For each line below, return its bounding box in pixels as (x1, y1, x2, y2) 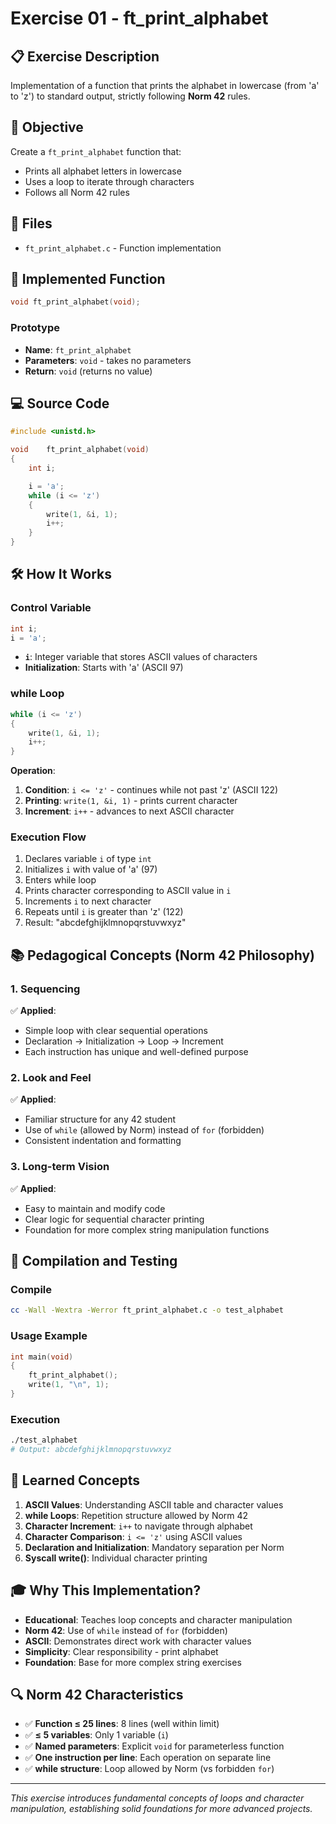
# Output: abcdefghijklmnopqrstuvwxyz (10, 1445, 172, 1455)
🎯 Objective (10, 119, 84, 136)
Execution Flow (10, 830, 87, 844)
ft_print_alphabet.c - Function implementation (24, 242, 222, 254)
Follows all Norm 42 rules (24, 186, 130, 198)
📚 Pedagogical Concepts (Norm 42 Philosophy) (10, 947, 315, 964)
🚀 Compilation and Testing (10, 1253, 178, 1270)
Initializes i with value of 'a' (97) (24, 863, 158, 876)
